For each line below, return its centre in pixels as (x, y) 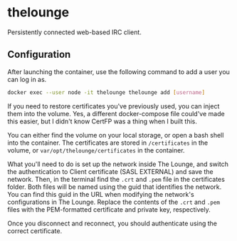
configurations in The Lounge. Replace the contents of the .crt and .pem (114, 202)
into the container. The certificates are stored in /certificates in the (108, 143)
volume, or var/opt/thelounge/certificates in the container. (96, 150)
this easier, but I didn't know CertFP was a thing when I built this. (102, 121)
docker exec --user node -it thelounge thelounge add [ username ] (106, 92)
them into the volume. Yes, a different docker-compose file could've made (116, 113)
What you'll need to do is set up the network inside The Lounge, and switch (118, 164)
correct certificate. (35, 231)
